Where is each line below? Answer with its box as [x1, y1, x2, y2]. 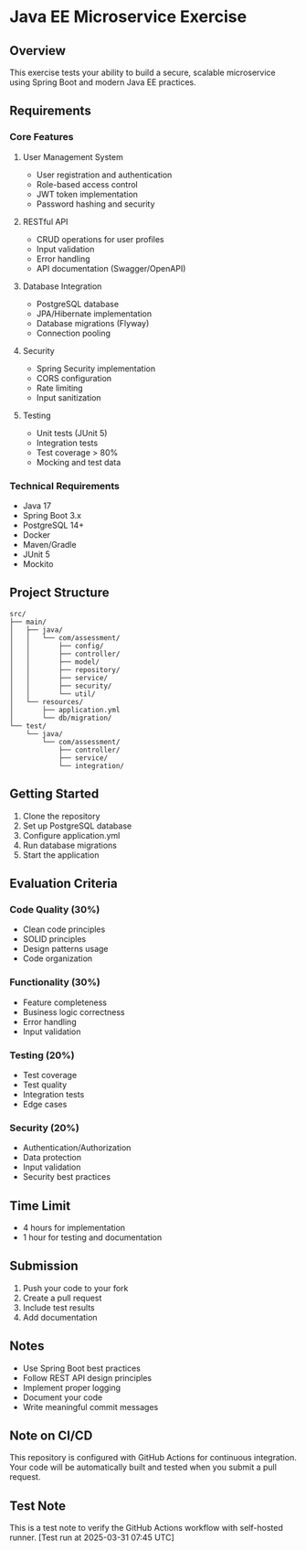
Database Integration [22, 281, 102, 292]
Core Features [9, 131, 74, 144]
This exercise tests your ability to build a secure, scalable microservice [9, 67, 276, 78]
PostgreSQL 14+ [22, 519, 85, 530]
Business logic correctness [22, 1006, 125, 1017]
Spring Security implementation [36, 363, 156, 374]
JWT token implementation [36, 188, 139, 199]
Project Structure [9, 585, 110, 601]
